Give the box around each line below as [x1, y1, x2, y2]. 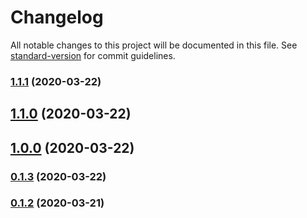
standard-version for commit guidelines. [10, 49, 176, 61]
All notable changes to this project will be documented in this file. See [10, 39, 298, 51]
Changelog [10, 6, 104, 29]
